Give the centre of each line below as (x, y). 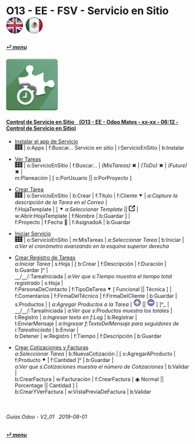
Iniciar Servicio (33, 233)
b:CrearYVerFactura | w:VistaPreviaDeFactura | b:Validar (83, 392)
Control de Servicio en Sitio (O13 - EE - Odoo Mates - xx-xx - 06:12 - (92, 122)
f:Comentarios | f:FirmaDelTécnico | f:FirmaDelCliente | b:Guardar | (96, 295)
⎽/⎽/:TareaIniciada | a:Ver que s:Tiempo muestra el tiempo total (93, 276)
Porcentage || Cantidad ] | (46, 385)
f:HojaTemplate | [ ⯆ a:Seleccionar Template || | (76, 209)
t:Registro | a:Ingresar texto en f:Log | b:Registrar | (76, 317)
